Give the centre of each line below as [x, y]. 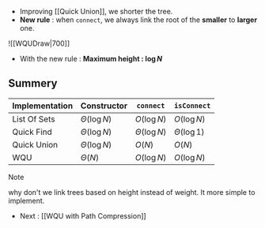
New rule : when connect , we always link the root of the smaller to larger [138, 20]
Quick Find [32, 132]
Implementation [43, 106]
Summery [33, 83]
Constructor [104, 106]
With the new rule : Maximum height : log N [91, 59]
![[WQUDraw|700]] [39, 43]
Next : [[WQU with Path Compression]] [83, 215]
